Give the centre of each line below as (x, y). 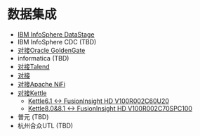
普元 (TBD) (33, 116)
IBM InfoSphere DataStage (56, 34)
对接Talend (34, 66)
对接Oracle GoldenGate (51, 50)
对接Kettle (32, 93)
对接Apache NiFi (41, 84)
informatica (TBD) (43, 58)
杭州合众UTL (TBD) (45, 125)
